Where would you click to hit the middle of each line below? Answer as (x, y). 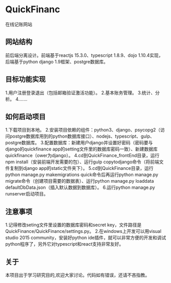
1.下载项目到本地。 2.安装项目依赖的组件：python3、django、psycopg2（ (83, 130)
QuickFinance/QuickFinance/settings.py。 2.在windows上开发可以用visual (83, 231)
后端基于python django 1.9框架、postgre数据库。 (57, 61)
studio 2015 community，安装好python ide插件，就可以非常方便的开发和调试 (86, 238)
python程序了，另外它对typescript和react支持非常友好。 (65, 244)
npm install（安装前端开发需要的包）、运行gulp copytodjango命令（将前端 (82, 162)
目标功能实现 (26, 80)
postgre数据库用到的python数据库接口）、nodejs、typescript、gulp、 (82, 136)
